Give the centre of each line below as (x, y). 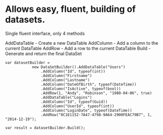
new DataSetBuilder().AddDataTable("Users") (79, 67)
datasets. (25, 20)
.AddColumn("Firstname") (66, 75)
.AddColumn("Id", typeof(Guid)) (74, 102)
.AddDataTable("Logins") (66, 97)
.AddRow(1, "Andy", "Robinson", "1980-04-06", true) (96, 93)
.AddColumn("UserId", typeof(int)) (77, 106)
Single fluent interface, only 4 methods (45, 33)
